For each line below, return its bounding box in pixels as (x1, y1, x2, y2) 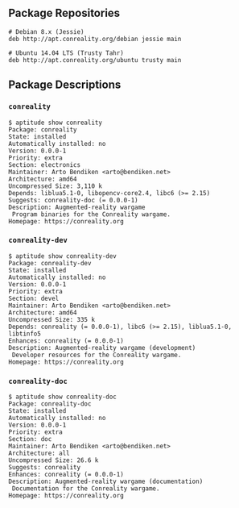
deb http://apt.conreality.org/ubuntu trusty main (8, 56, 182, 64)
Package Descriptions (8, 78, 122, 92)
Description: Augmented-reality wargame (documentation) (8, 477, 204, 486)
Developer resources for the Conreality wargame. (11, 351, 182, 359)
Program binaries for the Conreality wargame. (11, 210, 171, 219)
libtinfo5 (8, 330, 42, 338)
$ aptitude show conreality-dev (8, 252, 117, 260)
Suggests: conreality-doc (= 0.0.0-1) (8, 196, 138, 204)
